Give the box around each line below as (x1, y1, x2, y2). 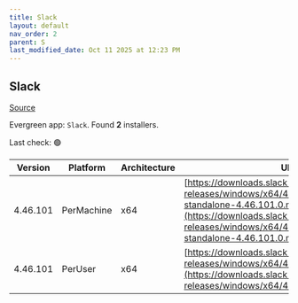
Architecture (121, 161, 176, 174)
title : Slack (9, 12, 58, 22)
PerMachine (61, 204, 113, 216)
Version (16, 161, 51, 174)
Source (9, 102, 35, 113)
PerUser (61, 262, 97, 275)
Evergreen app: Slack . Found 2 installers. (9, 119, 160, 129)
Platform (67, 161, 106, 174)
